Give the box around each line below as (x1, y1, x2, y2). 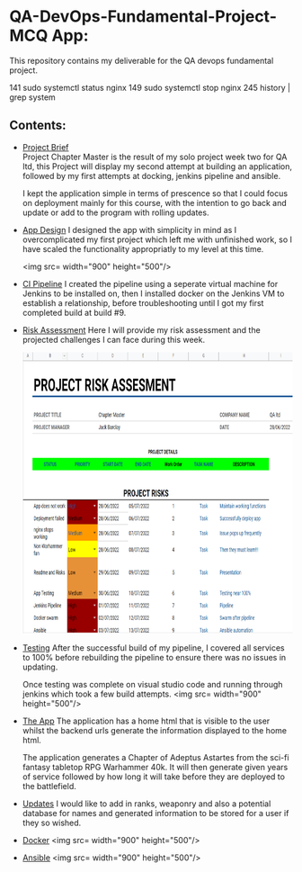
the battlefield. (22, 780, 76, 791)
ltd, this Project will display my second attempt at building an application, (22, 160, 293, 172)
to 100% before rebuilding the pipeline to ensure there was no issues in (22, 652, 287, 662)
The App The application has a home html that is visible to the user (22, 715, 271, 726)
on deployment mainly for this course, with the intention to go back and (22, 197, 288, 208)
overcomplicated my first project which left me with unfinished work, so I (22, 234, 292, 245)
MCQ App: (9, 25, 89, 46)
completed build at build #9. (22, 307, 127, 318)
